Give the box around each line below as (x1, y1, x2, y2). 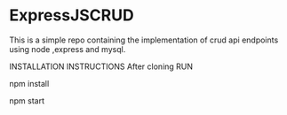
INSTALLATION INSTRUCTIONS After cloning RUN (9, 61, 194, 72)
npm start (9, 95, 45, 106)
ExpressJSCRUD (9, 5, 135, 26)
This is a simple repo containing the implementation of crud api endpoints (9, 34, 279, 45)
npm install (9, 78, 50, 88)
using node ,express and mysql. (9, 43, 126, 54)
